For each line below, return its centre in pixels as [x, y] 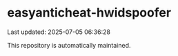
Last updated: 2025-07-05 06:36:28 [59, 32]
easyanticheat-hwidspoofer [89, 13]
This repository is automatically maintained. [69, 45]
